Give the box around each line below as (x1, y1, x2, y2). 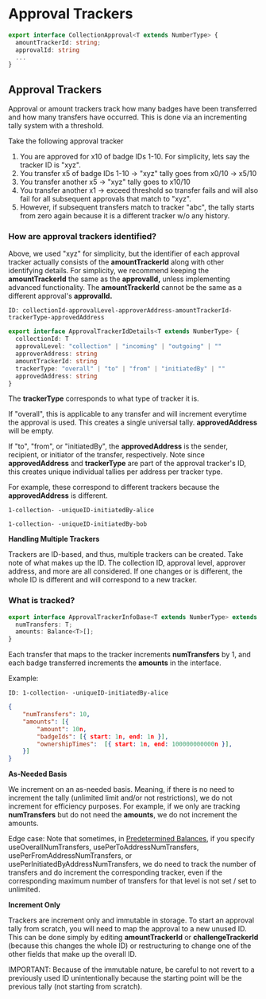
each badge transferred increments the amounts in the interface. (8, 658, 222, 668)
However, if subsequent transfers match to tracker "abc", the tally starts (19, 202, 256, 212)
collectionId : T (15, 335, 69, 343)
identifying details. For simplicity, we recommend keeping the (8, 266, 210, 276)
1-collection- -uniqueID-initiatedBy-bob (8, 520, 148, 528)
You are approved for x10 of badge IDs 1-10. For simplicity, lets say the (19, 152, 250, 162)
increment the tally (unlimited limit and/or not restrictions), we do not (8, 793, 233, 803)
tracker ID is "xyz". (19, 160, 81, 170)
